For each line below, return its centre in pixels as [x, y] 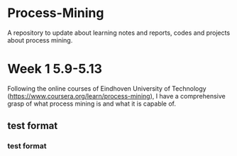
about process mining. [40, 40]
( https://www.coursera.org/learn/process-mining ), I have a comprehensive [116, 96]
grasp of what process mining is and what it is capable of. [92, 104]
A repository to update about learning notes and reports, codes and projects [119, 33]
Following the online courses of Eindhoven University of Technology [107, 88]
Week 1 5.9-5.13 [55, 69]
